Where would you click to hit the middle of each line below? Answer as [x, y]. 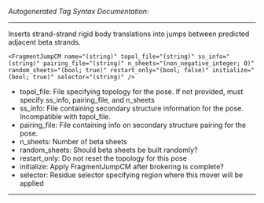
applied [32, 183]
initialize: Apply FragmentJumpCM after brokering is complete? [121, 167]
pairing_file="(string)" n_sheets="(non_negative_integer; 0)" [149, 63]
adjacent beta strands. [44, 42]
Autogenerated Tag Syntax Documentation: [79, 11]
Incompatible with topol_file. [65, 116]
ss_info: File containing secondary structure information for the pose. [131, 108]
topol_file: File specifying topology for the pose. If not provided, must [131, 92]
